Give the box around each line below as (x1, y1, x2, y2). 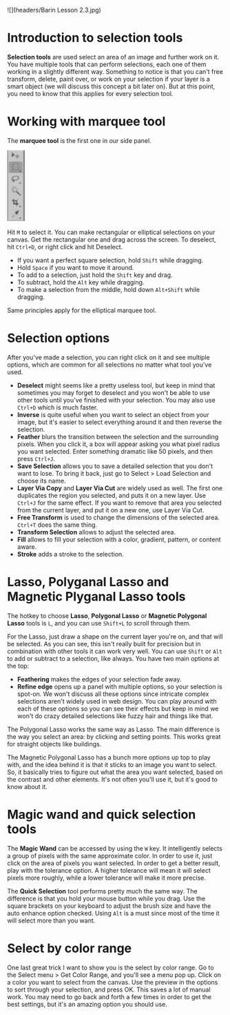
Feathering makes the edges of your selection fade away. (17, 675, 182, 683)
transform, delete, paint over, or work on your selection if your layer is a (7, 75, 210, 83)
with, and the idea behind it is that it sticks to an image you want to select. (7, 760, 217, 768)
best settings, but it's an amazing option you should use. (7, 1000, 167, 1008)
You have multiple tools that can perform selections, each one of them (7, 60, 207, 68)
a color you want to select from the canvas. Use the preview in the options (7, 978, 218, 986)
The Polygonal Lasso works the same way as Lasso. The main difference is (7, 725, 220, 733)
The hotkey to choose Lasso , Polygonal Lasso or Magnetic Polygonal (7, 611, 207, 620)
